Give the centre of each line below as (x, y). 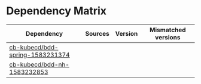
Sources (97, 33)
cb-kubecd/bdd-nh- (39, 64)
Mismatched (168, 30)
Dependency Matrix (56, 11)
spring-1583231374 (39, 55)
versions (168, 37)
